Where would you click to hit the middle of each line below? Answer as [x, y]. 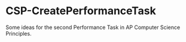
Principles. [19, 33]
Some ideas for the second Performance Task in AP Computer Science [93, 27]
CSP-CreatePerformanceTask [81, 11]
